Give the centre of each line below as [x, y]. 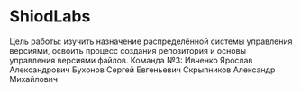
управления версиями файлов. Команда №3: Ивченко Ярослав [131, 60]
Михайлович [34, 79]
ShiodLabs [50, 17]
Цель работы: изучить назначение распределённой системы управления [151, 41]
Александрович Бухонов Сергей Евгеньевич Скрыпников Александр [142, 70]
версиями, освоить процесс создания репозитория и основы [128, 50]
